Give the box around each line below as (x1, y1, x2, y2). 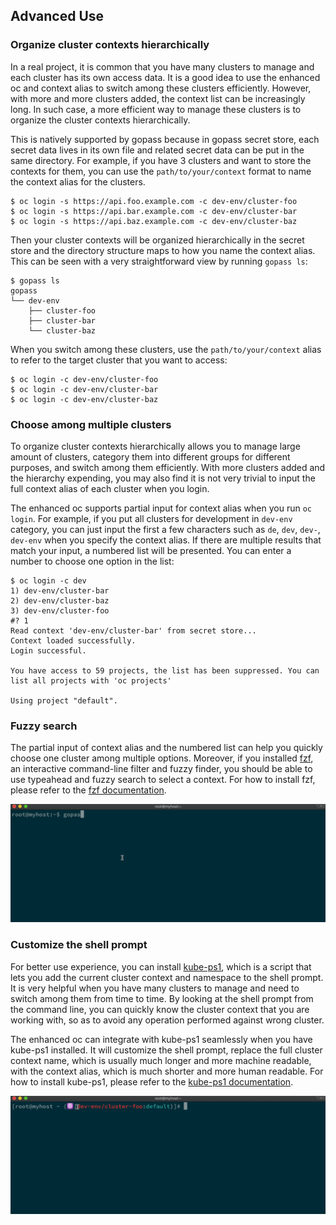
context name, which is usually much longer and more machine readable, (10, 1054, 312, 1066)
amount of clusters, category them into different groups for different (10, 450, 291, 463)
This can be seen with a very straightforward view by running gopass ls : (10, 255, 308, 267)
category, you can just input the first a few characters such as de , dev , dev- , (10, 523, 321, 535)
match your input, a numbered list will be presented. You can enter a (10, 544, 292, 556)
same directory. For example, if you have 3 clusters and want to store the (10, 154, 312, 166)
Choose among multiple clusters (10, 417, 172, 431)
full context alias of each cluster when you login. (10, 482, 210, 494)
